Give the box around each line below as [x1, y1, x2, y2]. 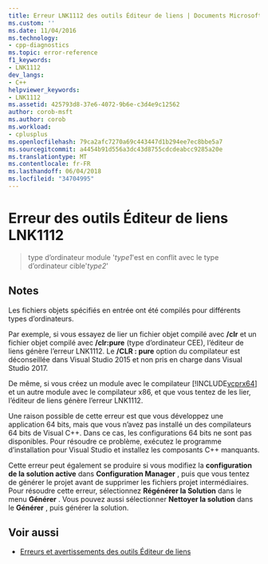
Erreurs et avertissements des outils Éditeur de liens [19, 547, 191, 557]
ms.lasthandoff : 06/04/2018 [8, 168, 102, 176]
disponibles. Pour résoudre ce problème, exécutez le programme [8, 436, 222, 446]
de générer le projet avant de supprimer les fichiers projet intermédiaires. [8, 477, 249, 487]
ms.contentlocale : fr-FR [8, 160, 91, 168]
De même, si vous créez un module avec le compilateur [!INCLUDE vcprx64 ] [8, 378, 258, 388]
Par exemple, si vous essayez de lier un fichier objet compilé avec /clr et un [8, 329, 257, 339]
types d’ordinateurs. [8, 314, 74, 323]
